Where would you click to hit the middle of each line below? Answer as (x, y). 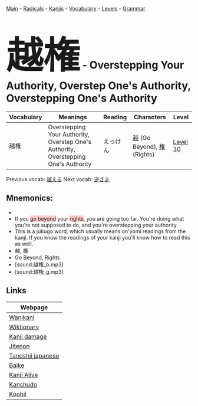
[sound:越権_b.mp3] (39, 264)
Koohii (18, 394)
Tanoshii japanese (34, 355)
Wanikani (22, 317)
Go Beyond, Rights (37, 257)
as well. (24, 244)
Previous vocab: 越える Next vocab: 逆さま (58, 179)
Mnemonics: (30, 198)
